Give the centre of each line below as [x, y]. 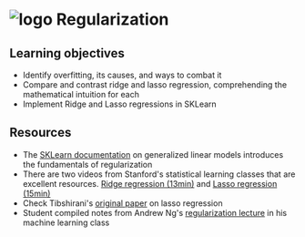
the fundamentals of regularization [87, 164]
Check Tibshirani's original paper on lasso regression [122, 203]
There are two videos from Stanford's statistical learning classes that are [159, 174]
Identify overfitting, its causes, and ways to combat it [122, 75]
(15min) [36, 193]
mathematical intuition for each [81, 94]
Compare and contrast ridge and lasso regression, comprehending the [155, 85]
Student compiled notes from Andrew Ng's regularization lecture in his [155, 212]
